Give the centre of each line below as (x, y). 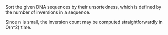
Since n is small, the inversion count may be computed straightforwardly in (84, 22)
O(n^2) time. (18, 27)
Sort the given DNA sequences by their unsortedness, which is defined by (83, 7)
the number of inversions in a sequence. (48, 12)
